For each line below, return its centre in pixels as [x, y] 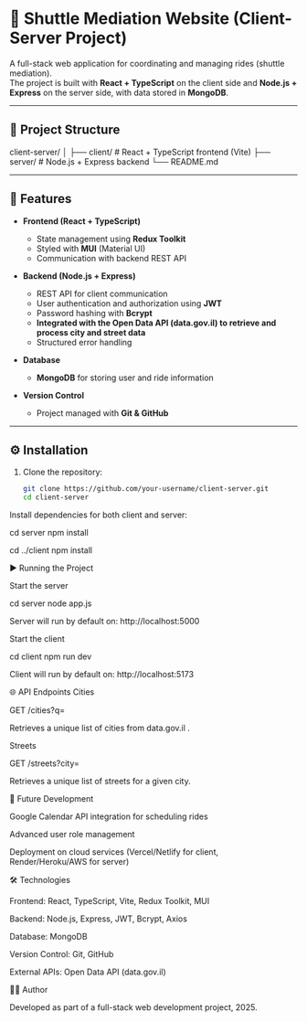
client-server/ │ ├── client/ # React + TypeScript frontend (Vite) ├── [140, 152]
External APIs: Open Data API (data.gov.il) [88, 972]
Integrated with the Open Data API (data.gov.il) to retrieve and [156, 323]
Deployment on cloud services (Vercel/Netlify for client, [114, 852]
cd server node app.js [51, 603]
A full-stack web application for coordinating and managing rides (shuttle [147, 63]
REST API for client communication [102, 293]
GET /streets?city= [45, 763]
